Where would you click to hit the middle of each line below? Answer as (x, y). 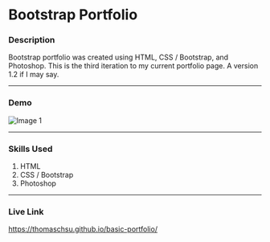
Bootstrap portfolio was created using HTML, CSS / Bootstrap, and (119, 57)
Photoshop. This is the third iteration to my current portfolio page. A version (133, 66)
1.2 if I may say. (34, 75)
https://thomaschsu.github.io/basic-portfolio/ (83, 229)
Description (32, 40)
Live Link (26, 212)
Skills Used (31, 149)
